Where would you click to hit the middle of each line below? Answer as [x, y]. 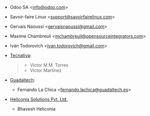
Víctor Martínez [46, 70]
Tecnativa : [20, 55]
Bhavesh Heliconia [36, 109]
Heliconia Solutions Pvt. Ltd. [39, 99]
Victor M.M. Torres [49, 65]
